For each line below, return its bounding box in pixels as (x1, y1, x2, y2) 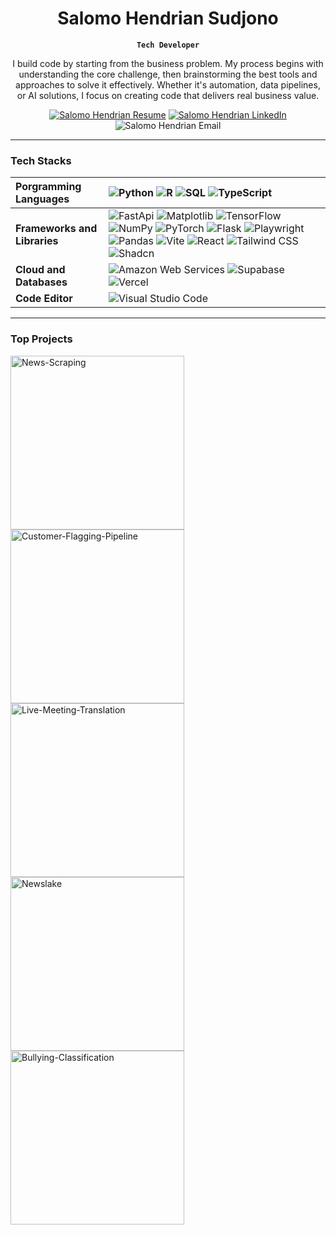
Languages (15, 192, 70, 206)
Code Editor (15, 292, 73, 306)
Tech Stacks (10, 153, 72, 167)
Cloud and (15, 263, 66, 277)
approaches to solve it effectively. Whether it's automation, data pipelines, (15, 78, 321, 91)
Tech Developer (136, 40, 200, 50)
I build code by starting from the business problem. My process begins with (12, 57, 324, 69)
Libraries (15, 234, 59, 248)
